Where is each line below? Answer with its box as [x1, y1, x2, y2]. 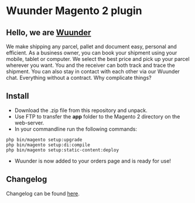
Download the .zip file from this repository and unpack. [14, 107, 148, 114]
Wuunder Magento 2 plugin [6, 4, 142, 18]
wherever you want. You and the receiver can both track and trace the [6, 62, 176, 69]
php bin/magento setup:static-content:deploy [6, 147, 119, 153]
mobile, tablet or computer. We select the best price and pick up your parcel [6, 56, 190, 62]
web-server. [14, 119, 45, 126]
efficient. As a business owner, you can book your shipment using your [6, 49, 177, 56]
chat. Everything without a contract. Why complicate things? [6, 75, 152, 81]
